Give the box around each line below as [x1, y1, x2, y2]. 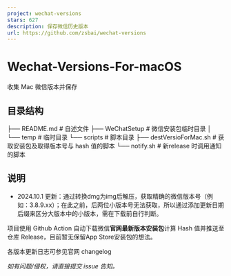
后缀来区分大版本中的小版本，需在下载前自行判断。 [17, 209, 163, 217]
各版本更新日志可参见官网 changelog [7, 247, 112, 255]
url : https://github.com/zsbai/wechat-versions [7, 29, 147, 37]
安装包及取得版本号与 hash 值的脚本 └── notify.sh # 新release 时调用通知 [12, 142, 222, 150]
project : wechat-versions [7, 10, 81, 17]
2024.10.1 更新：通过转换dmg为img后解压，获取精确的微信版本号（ [17, 192, 208, 200]
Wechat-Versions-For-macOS [7, 59, 182, 75]
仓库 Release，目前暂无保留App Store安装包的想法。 [7, 233, 157, 241]
